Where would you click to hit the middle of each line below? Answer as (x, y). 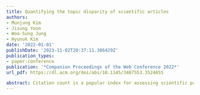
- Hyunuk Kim (22, 39)
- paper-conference (30, 61)
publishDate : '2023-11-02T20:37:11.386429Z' (62, 50)
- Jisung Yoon (24, 28)
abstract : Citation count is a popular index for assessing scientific (97, 83)
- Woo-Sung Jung (26, 34)
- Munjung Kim (24, 23)
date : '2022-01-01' (30, 45)
